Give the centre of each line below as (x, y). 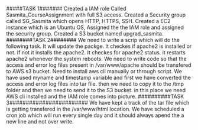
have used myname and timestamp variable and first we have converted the (98, 77)
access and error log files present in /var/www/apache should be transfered (99, 65)
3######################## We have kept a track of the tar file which (98, 103)
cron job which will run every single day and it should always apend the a (95, 115)
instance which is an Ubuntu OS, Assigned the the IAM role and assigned (95, 27)
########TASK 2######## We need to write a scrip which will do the (93, 40)
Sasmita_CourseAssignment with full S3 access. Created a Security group (96, 15)
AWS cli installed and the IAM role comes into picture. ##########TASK (95, 96)
